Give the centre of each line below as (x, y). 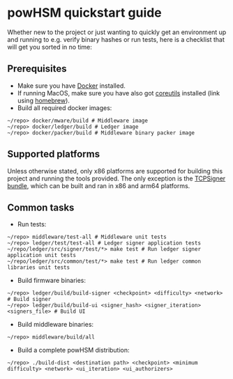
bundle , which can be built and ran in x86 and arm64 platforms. (99, 185)
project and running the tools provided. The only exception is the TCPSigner (116, 178)
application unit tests (42, 256)
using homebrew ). (43, 100)
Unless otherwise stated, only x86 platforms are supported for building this (115, 171)
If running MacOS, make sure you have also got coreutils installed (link (119, 93)
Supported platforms (53, 154)
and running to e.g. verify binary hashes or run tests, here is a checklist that (116, 39)
